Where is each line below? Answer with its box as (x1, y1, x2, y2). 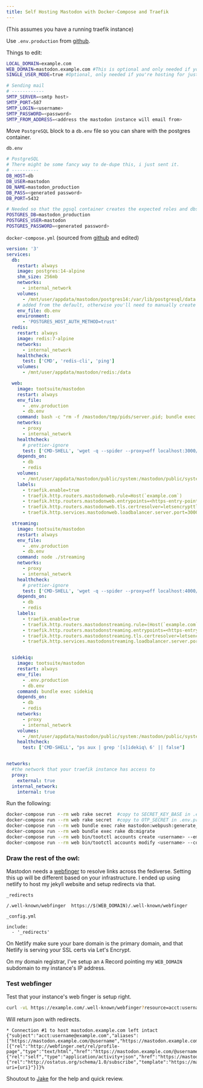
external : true (17, 777, 56, 783)
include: (6, 924, 28, 930)
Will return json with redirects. (6, 1016, 81, 1023)
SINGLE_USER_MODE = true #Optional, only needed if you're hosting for (6, 72, 185, 78)
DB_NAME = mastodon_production (6, 184, 80, 190)
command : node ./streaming (17, 554, 85, 560)
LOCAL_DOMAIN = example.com (6, 60, 71, 66)
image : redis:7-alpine (17, 335, 74, 342)
